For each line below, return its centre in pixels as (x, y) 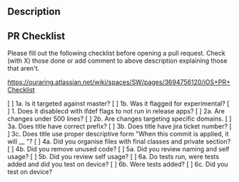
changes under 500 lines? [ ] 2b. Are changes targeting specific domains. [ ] (119, 119)
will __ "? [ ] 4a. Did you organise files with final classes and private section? (119, 141)
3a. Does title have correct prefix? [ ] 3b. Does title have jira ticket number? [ (119, 126)
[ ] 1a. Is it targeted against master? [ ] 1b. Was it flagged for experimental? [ (118, 103)
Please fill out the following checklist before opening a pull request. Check (117, 54)
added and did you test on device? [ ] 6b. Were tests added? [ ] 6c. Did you (118, 164)
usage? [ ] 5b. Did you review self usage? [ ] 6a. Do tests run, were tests (113, 157)
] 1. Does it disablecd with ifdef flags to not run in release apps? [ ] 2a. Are (116, 111)
